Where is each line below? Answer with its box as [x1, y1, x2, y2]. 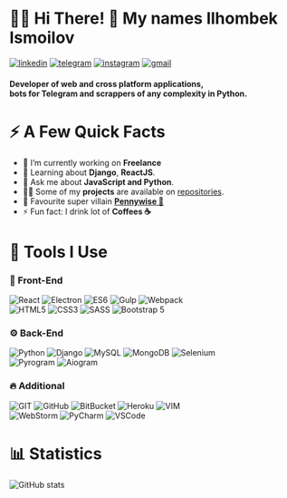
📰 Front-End [9, 274, 63, 287]
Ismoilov [9, 27, 75, 48]
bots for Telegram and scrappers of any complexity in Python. [9, 88, 247, 99]
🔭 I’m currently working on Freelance [22, 158, 162, 169]
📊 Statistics [9, 444, 102, 464]
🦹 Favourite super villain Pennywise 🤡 [22, 196, 165, 207]
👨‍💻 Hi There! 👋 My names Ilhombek [9, 8, 279, 29]
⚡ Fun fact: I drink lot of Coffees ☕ [22, 206, 152, 217]
